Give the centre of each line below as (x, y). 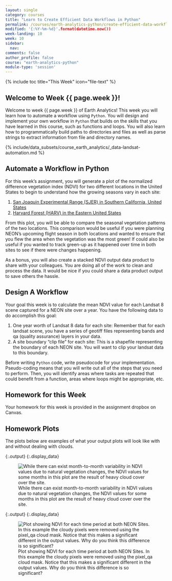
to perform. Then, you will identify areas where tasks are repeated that (80, 373)
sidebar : (15, 44)
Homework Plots (32, 429)
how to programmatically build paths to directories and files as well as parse (86, 132)
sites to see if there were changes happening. (53, 250)
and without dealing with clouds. (40, 446)
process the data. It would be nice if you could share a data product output (84, 271)
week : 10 (15, 39)
